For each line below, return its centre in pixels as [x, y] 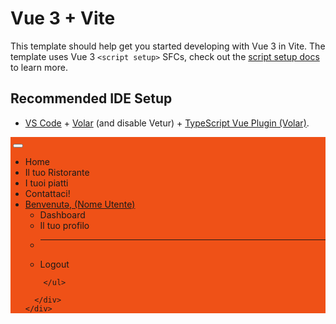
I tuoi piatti [46, 183]
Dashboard [62, 214]
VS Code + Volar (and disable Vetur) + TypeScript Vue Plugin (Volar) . [167, 123]
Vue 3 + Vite [63, 18]
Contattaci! [47, 193]
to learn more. [39, 67]
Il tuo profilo [64, 225]
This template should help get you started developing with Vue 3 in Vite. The [168, 46]
